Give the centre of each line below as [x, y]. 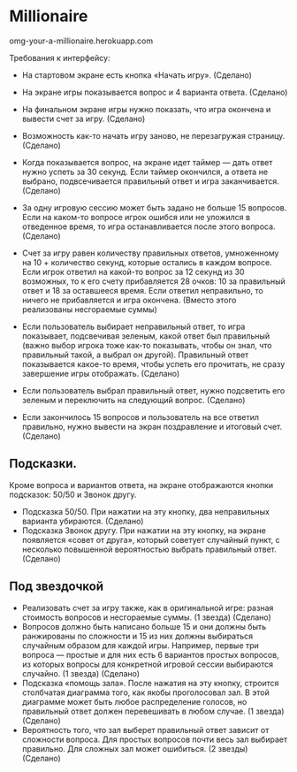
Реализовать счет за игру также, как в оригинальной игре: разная [148, 608]
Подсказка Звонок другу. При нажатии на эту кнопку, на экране [144, 530]
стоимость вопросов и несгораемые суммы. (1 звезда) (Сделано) [146, 617]
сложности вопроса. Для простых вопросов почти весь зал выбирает [155, 739]
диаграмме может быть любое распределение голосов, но [134, 701]
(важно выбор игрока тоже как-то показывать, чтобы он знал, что [147, 345]
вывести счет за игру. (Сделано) [84, 118]
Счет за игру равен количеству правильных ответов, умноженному [150, 253]
